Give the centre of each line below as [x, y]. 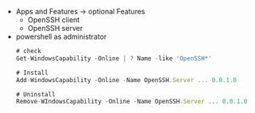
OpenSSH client [54, 20]
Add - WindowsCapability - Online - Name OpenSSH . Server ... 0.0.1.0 [126, 80]
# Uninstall [35, 94]
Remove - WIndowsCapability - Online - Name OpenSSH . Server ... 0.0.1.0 [131, 102]
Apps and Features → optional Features [80, 11]
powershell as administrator [61, 36]
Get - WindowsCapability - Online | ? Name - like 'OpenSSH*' [114, 58]
